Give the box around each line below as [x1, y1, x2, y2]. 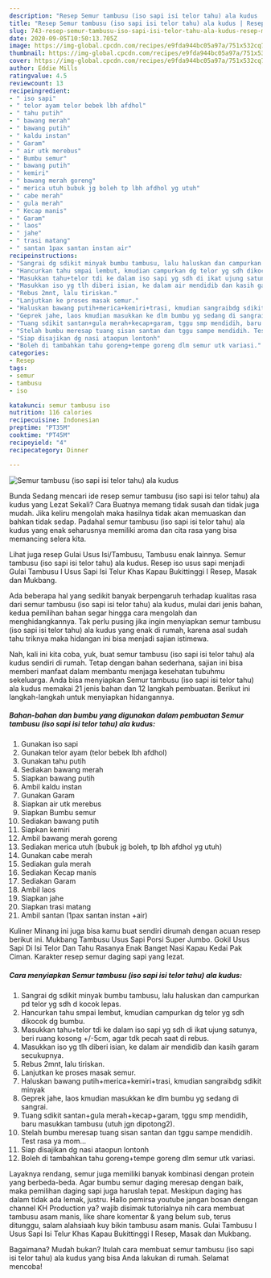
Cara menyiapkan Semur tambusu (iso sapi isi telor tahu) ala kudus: [9, 971, 243, 980]
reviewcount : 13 [9, 79, 64, 87]
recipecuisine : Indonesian [9, 416, 100, 424]
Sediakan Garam [20, 876, 76, 886]
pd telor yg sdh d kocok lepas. [20, 999, 121, 1009]
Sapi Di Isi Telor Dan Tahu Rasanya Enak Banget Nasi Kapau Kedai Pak [9, 943, 243, 953]
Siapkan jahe [20, 893, 64, 903]
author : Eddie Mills [9, 65, 79, 73]
